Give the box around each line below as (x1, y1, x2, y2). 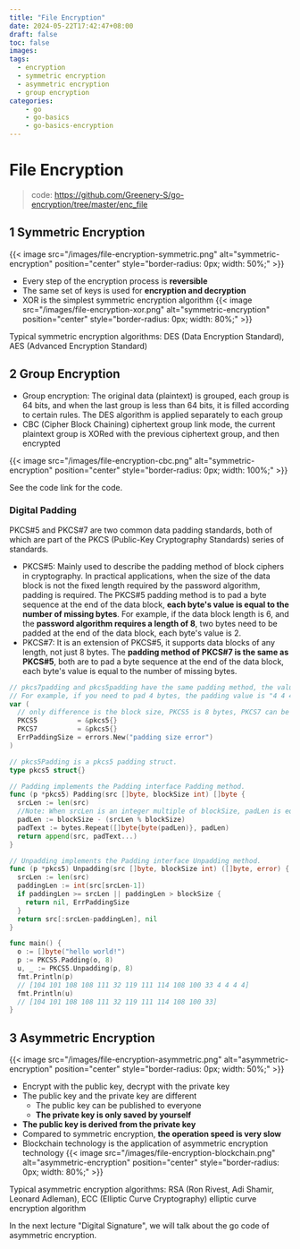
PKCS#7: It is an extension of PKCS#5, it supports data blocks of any (21, 637, 275, 647)
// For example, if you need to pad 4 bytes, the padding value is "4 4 (9, 691, 286, 700)
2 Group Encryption (9, 366, 121, 381)
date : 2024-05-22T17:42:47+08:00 (9, 21, 134, 30)
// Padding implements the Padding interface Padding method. (9, 782, 246, 791)
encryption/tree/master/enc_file (30, 199, 148, 210)
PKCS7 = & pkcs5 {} (17, 724, 118, 734)
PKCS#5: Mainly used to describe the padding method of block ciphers (21, 560, 284, 571)
